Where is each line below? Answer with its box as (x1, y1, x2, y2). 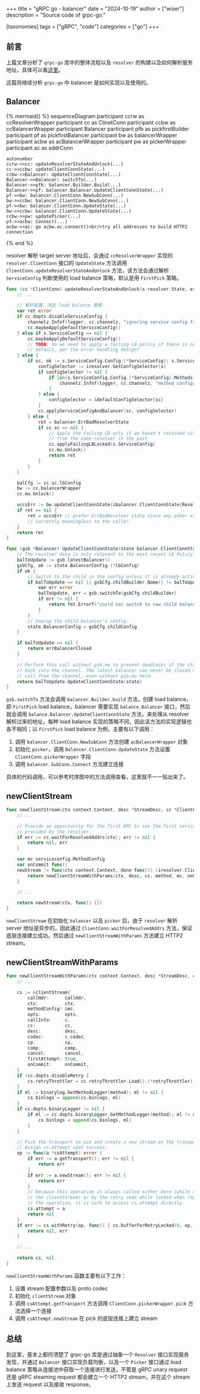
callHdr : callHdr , (27, 995, 86, 1001)
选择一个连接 (20, 1307, 52, 1314)
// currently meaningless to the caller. (27, 518, 132, 525)
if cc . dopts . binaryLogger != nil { (17, 1106, 105, 1112)
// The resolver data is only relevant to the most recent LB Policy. (17, 552, 196, 557)
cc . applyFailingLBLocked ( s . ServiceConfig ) (48, 442, 156, 448)
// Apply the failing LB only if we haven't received (48, 430, 185, 436)
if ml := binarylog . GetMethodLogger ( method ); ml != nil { (17, 1089, 164, 1095)
